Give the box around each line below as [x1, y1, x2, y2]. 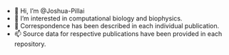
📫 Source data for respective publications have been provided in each [14, 30, 223, 38]
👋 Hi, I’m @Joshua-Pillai [14, 7, 85, 15]
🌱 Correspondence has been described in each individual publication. [14, 22, 220, 30]
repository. [14, 39, 46, 48]
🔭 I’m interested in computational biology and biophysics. [14, 14, 183, 23]
